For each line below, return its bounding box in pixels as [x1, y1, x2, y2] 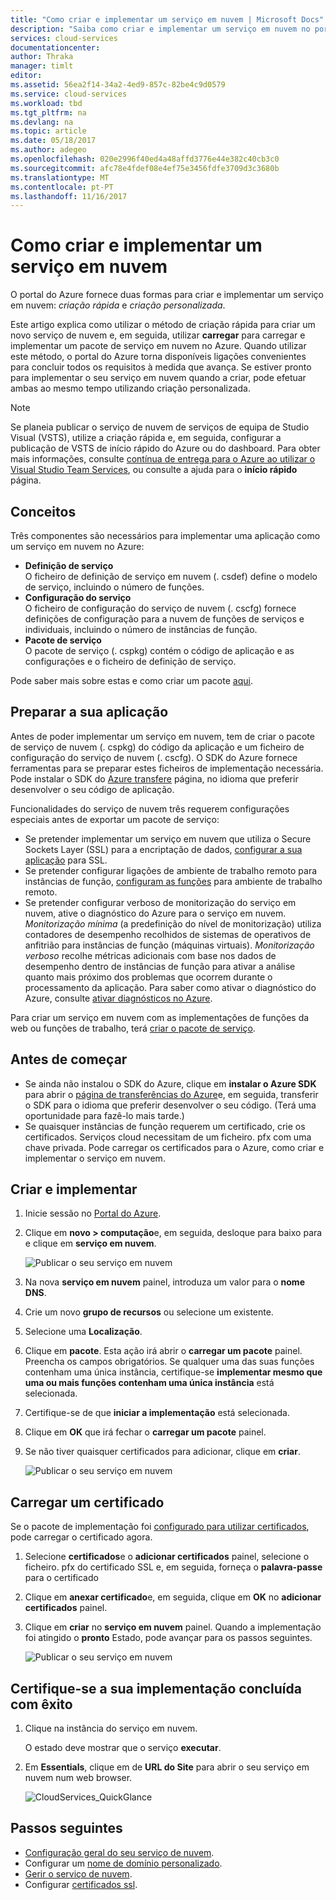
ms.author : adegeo [10, 145, 87, 155]
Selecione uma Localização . [24, 1326, 143, 1338]
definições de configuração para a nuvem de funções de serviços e [24, 613, 305, 625]
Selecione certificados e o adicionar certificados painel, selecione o [24, 1551, 310, 1563]
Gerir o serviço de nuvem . [24, 1867, 133, 1880]
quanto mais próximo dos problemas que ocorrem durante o [24, 971, 273, 983]
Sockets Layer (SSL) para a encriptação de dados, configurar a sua [24, 843, 303, 855]
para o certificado [24, 1572, 99, 1584]
